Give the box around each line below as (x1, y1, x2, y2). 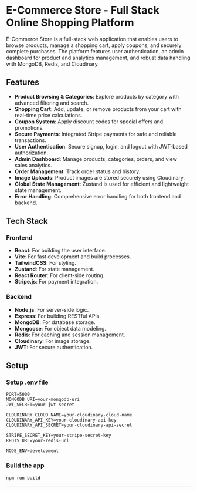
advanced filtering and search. (14, 99, 89, 106)
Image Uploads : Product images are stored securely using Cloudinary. (14, 174, 185, 181)
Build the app (6, 461, 45, 470)
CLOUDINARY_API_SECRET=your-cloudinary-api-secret (6, 422, 133, 429)
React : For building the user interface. (14, 247, 107, 254)
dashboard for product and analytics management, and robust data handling (6, 54, 191, 61)
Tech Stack (6, 216, 48, 226)
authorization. (14, 149, 49, 156)
